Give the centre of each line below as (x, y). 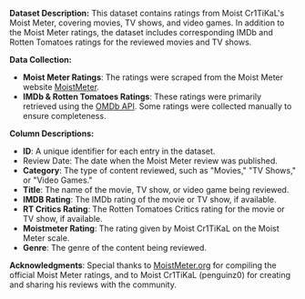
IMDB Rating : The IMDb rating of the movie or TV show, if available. (149, 199)
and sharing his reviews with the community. (93, 284)
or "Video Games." (57, 180)
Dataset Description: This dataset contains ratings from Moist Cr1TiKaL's (147, 13)
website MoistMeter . (61, 87)
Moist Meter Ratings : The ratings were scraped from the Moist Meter (153, 77)
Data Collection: (41, 60)
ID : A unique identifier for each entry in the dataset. (119, 151)
